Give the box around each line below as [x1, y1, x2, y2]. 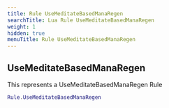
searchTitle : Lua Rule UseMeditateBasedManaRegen [7, 17, 155, 24]
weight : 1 [7, 23, 36, 30]
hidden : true [7, 29, 45, 37]
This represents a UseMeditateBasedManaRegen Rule [7, 80, 163, 88]
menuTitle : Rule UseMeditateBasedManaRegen [7, 36, 136, 43]
